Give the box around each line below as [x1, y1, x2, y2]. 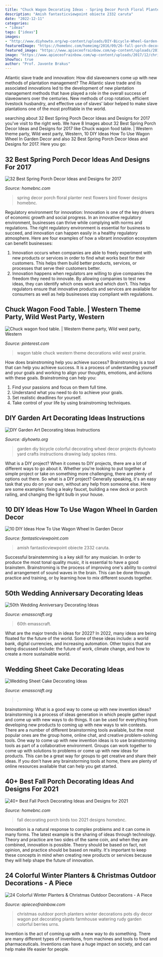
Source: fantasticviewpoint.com [5, 535, 69, 541]
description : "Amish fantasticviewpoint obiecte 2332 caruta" [5, 12, 133, 17]
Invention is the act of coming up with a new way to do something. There [5, 931, 151, 937]
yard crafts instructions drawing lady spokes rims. [16, 451, 117, 457]
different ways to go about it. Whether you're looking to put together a [5, 466, 146, 471]
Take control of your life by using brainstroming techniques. [12, 400, 131, 406]
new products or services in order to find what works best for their [12, 255, 146, 261]
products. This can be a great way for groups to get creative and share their [5, 753, 157, 759]
